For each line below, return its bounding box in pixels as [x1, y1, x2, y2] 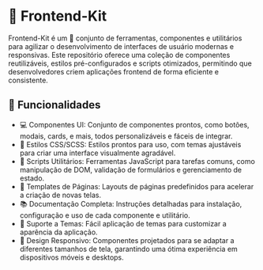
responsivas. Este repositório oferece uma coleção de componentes [8, 50, 231, 59]
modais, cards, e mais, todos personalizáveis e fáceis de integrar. [19, 131, 233, 141]
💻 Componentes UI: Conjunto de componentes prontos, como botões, [19, 120, 250, 129]
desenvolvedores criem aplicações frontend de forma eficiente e [8, 67, 220, 76]
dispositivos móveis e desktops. [19, 253, 124, 262]
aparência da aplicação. [19, 227, 98, 237]
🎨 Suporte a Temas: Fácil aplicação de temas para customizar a [19, 219, 227, 228]
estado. [19, 173, 45, 183]
